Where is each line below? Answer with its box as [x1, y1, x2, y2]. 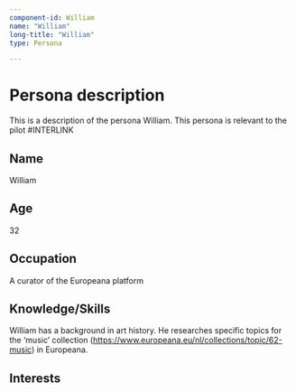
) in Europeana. [31, 344, 88, 355]
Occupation [9, 251, 77, 266]
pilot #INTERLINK [9, 125, 74, 135]
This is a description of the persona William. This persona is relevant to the [9, 115, 287, 126]
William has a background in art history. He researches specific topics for [9, 325, 282, 336]
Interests [9, 370, 61, 386]
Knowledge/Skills [9, 302, 111, 317]
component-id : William [9, 13, 95, 23]
